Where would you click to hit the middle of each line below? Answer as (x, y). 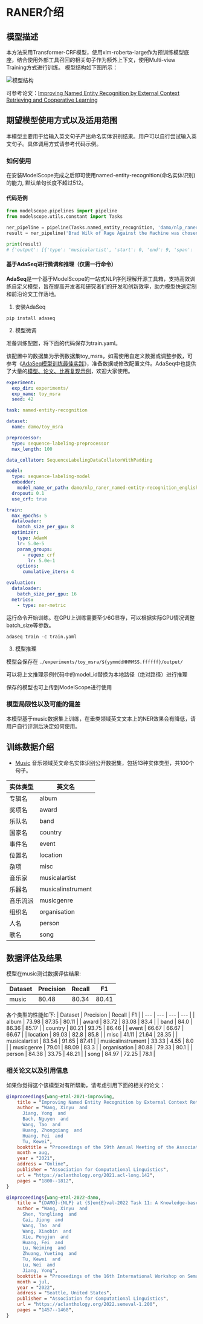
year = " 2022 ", (36, 1287)
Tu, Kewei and (41, 1259)
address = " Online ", (43, 1164)
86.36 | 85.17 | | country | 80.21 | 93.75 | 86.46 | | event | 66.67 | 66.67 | (95, 1028)
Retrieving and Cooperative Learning (52, 100)
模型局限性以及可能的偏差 (43, 704)
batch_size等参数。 (30, 625)
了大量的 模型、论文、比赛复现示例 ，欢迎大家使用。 (70, 371)
